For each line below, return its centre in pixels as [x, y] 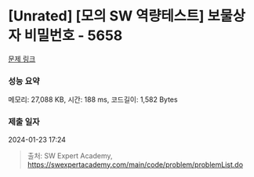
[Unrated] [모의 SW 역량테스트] [106, 16]
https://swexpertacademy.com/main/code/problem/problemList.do [135, 164]
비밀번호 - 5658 [73, 36]
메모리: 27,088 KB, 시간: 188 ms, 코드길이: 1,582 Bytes [93, 99]
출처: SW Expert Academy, [70, 155]
